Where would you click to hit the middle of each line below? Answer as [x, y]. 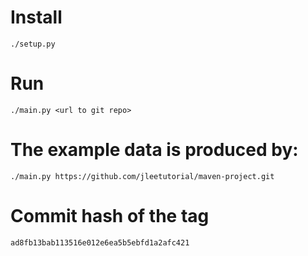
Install [36, 17]
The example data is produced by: [154, 150]
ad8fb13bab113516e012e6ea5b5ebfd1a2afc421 [100, 242]
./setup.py [33, 44]
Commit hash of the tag [110, 216]
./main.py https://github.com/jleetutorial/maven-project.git [142, 176]
